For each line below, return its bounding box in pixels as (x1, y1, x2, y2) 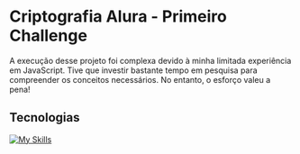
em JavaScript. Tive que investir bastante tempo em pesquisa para (9, 65, 259, 76)
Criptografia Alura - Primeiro (9, 6, 227, 27)
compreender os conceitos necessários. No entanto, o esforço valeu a (9, 74, 271, 85)
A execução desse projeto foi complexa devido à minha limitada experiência (9, 55, 292, 66)
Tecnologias (9, 110, 80, 125)
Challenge (9, 25, 88, 46)
